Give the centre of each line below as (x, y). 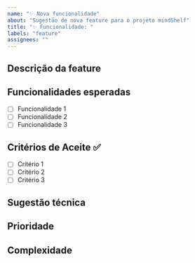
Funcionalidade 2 (42, 117)
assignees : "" (28, 40)
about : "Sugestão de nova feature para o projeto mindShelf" (99, 20)
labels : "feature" (34, 33)
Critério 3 (31, 180)
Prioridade (31, 226)
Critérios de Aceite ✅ (54, 147)
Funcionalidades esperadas (69, 92)
